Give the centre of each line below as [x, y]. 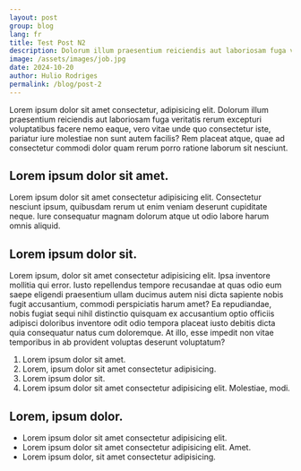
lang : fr [26, 34]
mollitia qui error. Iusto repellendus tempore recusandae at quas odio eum [146, 285]
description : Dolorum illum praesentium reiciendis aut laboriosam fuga [148, 51]
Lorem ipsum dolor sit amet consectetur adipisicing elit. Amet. [137, 448]
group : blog [31, 26]
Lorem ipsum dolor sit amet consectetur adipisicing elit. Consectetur [135, 197]
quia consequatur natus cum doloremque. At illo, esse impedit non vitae [142, 333]
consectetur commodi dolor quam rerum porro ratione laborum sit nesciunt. [149, 148]
